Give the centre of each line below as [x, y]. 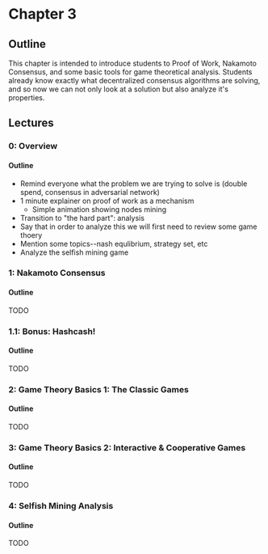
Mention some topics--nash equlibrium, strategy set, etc [114, 243]
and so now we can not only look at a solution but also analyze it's [118, 89]
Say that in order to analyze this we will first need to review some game [138, 226]
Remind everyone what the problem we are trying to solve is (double [134, 184]
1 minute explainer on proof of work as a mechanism [107, 201]
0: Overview [33, 146]
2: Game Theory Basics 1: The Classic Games [99, 389]
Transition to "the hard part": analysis [82, 218]
